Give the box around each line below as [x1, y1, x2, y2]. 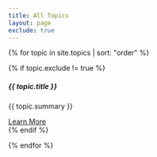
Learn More [8, 117, 47, 127]
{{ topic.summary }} [8, 101, 73, 111]
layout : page [8, 19, 52, 27]
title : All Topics [8, 11, 69, 20]
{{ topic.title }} [8, 81, 58, 91]
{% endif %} [8, 125, 49, 135]
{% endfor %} [8, 140, 54, 151]
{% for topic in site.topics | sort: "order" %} [8, 48, 150, 58]
